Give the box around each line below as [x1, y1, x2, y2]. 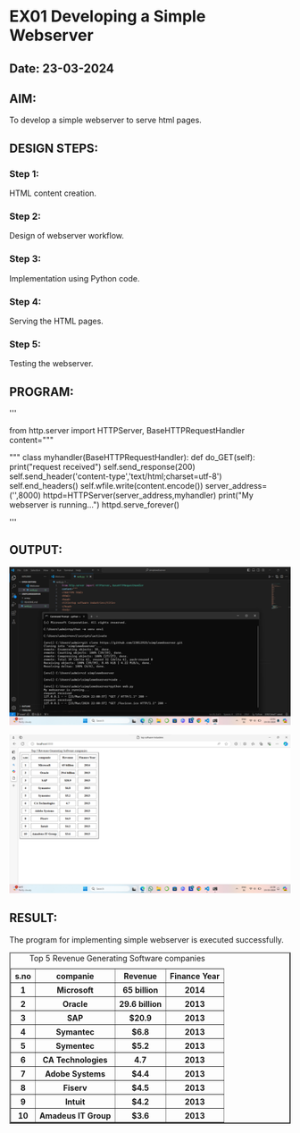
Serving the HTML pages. [9, 315, 104, 326]
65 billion [122, 985, 159, 995]
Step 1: [9, 167, 39, 180]
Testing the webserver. [9, 358, 94, 369]
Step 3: [9, 253, 42, 265]
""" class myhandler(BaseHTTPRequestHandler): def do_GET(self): [9, 452, 256, 463]
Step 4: [9, 295, 42, 307]
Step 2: [9, 210, 42, 222]
